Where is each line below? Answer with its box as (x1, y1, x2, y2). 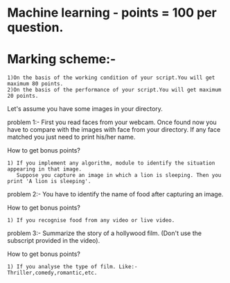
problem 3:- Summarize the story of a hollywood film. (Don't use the (7, 229, 202, 237)
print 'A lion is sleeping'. (7, 178, 91, 185)
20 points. (7, 92, 39, 100)
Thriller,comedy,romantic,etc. (7, 269, 98, 277)
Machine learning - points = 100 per (7, 5, 217, 21)
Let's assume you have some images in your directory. (7, 105, 163, 113)
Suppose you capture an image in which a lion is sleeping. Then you (16, 172, 222, 179)
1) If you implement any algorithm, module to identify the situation (7, 160, 215, 167)
